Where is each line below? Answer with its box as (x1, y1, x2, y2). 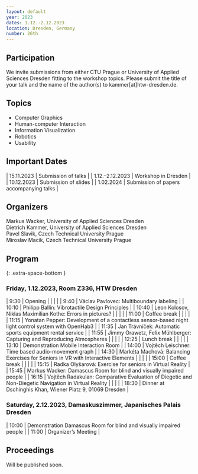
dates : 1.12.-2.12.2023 (6, 20, 65, 26)
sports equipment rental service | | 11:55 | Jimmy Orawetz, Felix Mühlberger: (6, 329, 191, 336)
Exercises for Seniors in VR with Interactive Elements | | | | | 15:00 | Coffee (6, 354, 186, 362)
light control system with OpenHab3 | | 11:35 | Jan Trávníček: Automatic (6, 323, 180, 330)
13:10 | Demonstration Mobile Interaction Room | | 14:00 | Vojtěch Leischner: (6, 342, 191, 349)
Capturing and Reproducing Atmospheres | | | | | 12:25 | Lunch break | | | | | (6, 336, 189, 343)
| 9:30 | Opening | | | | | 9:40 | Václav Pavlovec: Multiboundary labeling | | (6, 298, 184, 305)
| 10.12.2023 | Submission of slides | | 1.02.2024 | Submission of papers (6, 179, 180, 186)
